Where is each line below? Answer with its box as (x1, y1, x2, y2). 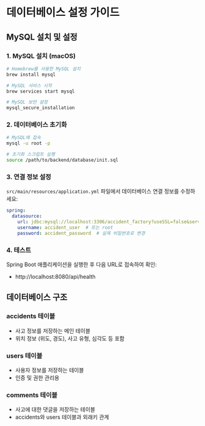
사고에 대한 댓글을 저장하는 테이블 (15, 406, 96, 413)
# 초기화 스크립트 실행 (6, 151, 56, 157)
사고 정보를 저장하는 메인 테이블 (15, 327, 90, 334)
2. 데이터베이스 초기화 (6, 120, 67, 129)
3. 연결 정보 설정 (6, 172, 52, 181)
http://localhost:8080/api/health (15, 273, 96, 280)
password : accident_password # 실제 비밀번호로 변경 (17, 230, 145, 236)
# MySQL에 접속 (6, 135, 41, 141)
